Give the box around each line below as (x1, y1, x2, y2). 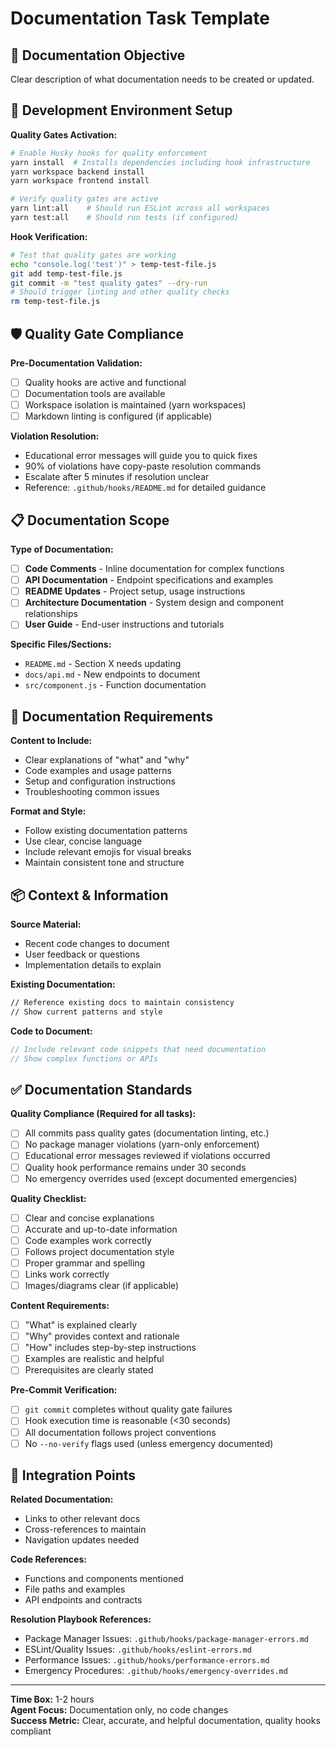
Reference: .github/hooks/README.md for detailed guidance (24, 482, 267, 494)
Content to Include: (10, 735, 93, 747)
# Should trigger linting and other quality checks (10, 287, 230, 297)
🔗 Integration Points (10, 1467, 137, 1484)
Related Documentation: (10, 1493, 114, 1506)
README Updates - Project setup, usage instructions (24, 585, 246, 597)
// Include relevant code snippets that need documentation (10, 1044, 267, 1054)
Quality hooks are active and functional (24, 377, 187, 388)
